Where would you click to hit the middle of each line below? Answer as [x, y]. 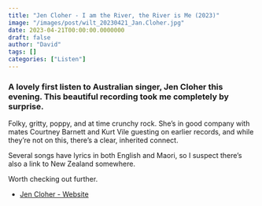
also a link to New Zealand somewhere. [72, 164]
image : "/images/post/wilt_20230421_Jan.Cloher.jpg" [96, 23]
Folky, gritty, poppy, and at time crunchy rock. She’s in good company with [129, 123]
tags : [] [22, 52]
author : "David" [35, 45]
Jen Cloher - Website [54, 194]
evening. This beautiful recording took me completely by [119, 97]
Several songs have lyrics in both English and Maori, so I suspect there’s [125, 156]
